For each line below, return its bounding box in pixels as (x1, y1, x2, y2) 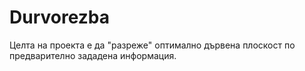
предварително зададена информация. (9, 49, 177, 61)
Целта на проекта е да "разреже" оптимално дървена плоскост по (9, 39, 296, 51)
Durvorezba (9, 6, 111, 29)
